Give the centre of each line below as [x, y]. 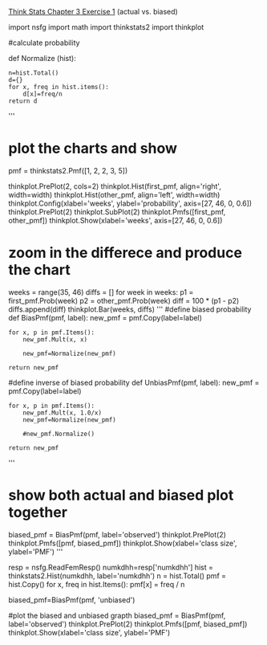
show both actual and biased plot [121, 495]
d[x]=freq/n [42, 94]
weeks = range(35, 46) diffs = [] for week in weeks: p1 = [101, 292]
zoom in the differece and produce [125, 253]
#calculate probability [44, 43]
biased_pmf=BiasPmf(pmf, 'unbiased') [72, 600]
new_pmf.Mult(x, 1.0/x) [63, 413]
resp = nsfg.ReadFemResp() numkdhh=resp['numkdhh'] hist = [111, 567]
